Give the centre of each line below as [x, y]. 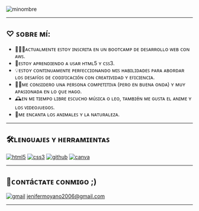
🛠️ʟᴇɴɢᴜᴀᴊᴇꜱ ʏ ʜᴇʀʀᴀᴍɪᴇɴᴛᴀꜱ [58, 140]
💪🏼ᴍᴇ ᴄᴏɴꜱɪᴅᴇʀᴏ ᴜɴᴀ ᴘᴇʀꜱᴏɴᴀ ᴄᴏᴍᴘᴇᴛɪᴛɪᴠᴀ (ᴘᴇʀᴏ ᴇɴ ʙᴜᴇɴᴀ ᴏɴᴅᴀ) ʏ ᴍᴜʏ [100, 84]
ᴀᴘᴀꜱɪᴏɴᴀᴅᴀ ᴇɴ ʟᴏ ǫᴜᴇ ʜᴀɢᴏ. [48, 91]
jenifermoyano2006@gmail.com [66, 196]
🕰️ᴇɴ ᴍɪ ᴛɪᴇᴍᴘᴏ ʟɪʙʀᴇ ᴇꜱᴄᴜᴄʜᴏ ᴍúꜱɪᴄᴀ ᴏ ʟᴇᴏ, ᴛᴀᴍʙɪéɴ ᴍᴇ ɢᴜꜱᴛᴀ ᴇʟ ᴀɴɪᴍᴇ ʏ [103, 98]
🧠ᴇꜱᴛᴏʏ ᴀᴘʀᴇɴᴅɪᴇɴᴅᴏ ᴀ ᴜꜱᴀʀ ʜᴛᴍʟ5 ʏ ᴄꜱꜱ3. [65, 63]
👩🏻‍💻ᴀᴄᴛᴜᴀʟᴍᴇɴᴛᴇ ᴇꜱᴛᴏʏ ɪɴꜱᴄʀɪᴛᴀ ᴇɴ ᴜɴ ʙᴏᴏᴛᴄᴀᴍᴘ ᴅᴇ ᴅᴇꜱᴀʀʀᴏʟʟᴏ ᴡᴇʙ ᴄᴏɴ [102, 49]
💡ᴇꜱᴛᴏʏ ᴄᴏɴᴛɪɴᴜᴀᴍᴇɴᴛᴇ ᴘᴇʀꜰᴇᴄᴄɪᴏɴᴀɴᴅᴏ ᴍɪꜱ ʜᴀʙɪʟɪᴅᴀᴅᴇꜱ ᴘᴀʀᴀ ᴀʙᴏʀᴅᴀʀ [99, 70]
